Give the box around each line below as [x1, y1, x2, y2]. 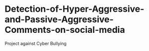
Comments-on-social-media [4, 25, 125, 35]
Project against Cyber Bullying [4, 40, 67, 46]
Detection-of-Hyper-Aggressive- [4, 3, 145, 15]
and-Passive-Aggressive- [4, 14, 114, 25]
